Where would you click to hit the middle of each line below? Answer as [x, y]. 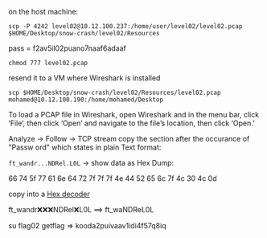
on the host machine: [43, 12]
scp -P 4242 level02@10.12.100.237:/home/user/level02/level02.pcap [125, 27]
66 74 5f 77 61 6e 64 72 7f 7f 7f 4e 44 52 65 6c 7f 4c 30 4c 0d [113, 178]
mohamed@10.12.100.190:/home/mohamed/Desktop [86, 100]
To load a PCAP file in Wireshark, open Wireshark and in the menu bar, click [134, 115]
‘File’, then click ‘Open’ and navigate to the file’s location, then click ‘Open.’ [131, 123]
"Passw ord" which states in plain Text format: [85, 147]
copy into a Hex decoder [49, 194]
